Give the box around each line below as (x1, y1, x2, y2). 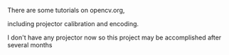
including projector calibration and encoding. (7, 20, 139, 28)
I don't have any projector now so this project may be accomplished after (7, 33, 222, 42)
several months (7, 41, 53, 49)
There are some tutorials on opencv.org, (7, 6, 125, 14)
